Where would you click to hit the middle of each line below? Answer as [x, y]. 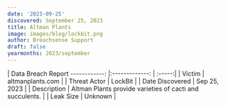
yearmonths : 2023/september [49, 54]
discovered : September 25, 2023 [55, 21]
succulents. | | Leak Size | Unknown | [62, 96]
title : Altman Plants [39, 27]
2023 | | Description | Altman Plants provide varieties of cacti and [103, 89]
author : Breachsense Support [50, 40]
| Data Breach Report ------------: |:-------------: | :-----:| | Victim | [106, 73]
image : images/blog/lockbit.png [55, 34]
